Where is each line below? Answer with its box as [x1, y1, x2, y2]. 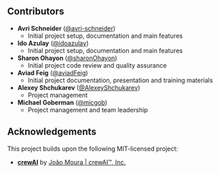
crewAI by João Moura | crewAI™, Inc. [17, 158, 127, 166]
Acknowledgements [7, 126, 97, 138]
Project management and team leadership [27, 105, 148, 114]
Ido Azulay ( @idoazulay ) [17, 38, 89, 47]
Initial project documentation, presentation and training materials [27, 76, 214, 84]
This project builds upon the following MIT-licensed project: [7, 144, 179, 153]
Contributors [7, 6, 65, 17]
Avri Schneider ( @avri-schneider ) [17, 24, 116, 32]
